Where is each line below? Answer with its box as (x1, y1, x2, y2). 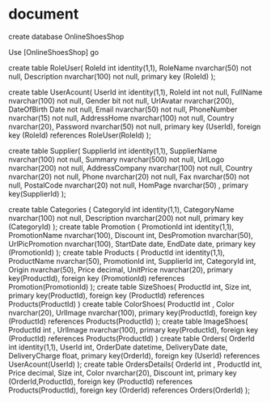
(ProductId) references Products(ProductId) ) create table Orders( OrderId (8, 333, 255, 343)
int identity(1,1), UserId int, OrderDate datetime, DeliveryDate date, (8, 341, 228, 352)
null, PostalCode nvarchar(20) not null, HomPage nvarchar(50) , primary (8, 180, 249, 190)
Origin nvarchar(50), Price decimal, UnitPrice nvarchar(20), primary (8, 265, 233, 274)
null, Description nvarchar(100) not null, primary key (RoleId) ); (8, 71, 216, 81)
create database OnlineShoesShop (8, 32, 125, 41)
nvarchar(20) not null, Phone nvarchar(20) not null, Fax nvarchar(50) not (8, 172, 250, 181)
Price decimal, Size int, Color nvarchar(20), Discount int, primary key (8, 367, 237, 377)
